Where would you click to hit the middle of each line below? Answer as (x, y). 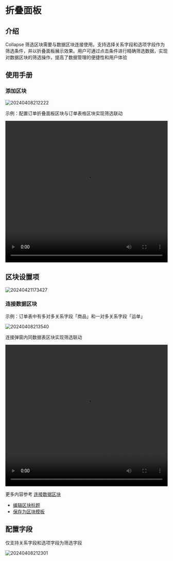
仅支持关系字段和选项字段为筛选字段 (44, 542)
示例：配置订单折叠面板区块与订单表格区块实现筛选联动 (64, 113)
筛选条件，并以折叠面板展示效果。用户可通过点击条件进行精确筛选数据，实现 (86, 51)
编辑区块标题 (26, 505)
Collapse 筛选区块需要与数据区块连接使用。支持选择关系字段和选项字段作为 (85, 45)
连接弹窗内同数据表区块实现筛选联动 (44, 337)
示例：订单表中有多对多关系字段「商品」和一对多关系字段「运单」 (75, 316)
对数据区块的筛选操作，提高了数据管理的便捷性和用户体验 (66, 57)
